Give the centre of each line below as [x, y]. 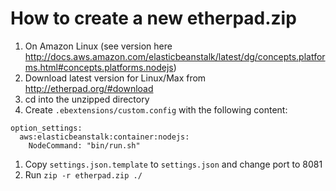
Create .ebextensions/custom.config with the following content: [156, 109]
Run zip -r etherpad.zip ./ [83, 174]
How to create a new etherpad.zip [153, 18]
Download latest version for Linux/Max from [115, 78]
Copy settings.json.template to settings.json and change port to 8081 [173, 164]
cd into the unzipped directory [87, 99]
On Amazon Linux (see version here [98, 46]
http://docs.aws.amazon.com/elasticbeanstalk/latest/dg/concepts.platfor [175, 56]
